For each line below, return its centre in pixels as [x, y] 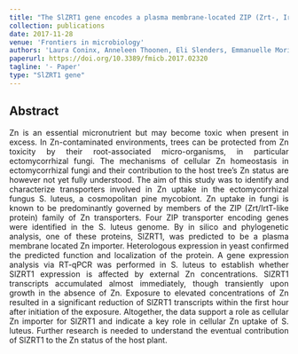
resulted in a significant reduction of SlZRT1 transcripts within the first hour [149, 302]
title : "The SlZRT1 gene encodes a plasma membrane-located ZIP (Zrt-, [144, 17]
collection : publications [57, 26]
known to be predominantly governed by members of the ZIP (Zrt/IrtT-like [149, 208]
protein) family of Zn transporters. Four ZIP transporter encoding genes [149, 217]
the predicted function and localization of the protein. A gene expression [149, 255]
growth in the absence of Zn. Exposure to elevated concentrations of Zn [149, 293]
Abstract [34, 111]
